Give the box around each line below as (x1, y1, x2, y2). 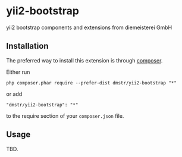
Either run (6, 68, 30, 76)
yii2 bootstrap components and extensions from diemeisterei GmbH (6, 24, 172, 31)
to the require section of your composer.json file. (6, 112, 124, 120)
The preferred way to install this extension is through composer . (6, 56, 163, 64)
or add (6, 90, 23, 98)
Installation (6, 41, 49, 51)
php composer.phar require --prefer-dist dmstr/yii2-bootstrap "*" (6, 80, 177, 86)
